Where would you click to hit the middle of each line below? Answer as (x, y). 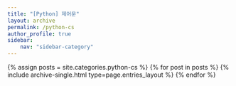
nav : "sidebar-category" (57, 47)
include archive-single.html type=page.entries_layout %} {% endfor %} (112, 75)
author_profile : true (39, 34)
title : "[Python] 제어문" (43, 14)
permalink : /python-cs (41, 27)
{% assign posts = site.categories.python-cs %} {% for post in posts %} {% (118, 67)
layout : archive (31, 21)
